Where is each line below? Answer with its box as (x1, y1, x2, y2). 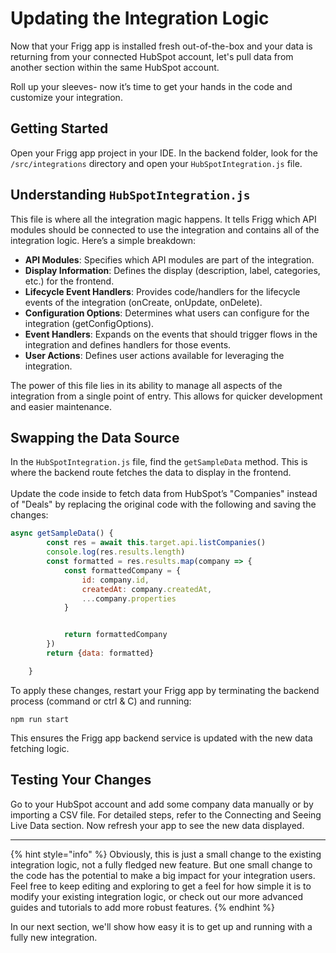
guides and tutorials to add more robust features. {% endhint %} (10, 901, 275, 913)
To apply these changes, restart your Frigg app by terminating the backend (10, 684, 320, 696)
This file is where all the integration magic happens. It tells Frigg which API (10, 213, 317, 225)
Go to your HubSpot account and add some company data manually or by (10, 798, 314, 810)
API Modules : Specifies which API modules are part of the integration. (24, 253, 315, 266)
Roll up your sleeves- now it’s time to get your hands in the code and (10, 80, 293, 92)
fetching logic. (10, 742, 70, 754)
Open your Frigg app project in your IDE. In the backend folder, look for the (10, 147, 318, 159)
